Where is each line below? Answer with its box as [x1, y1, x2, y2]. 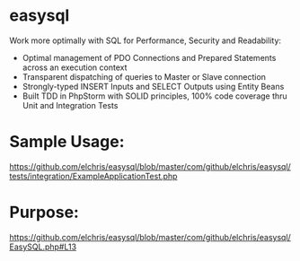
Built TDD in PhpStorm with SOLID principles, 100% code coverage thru [22, 91, 287, 101]
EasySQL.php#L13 [9, 241, 77, 252]
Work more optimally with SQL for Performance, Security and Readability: [9, 35, 281, 46]
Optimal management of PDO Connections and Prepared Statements [22, 52, 277, 63]
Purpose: [9, 203, 79, 222]
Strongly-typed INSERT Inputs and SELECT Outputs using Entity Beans [22, 81, 285, 91]
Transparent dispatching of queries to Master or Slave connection [22, 71, 267, 82]
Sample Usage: [9, 132, 125, 152]
